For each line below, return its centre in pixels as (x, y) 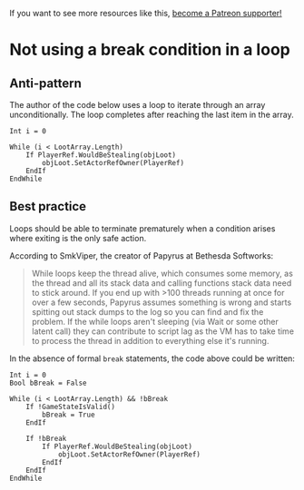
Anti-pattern (45, 83)
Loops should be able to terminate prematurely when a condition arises (142, 228)
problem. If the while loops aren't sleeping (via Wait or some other (155, 321)
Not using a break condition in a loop (150, 50)
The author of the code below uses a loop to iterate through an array (137, 105)
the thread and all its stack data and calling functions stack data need (162, 283)
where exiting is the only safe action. (78, 238)
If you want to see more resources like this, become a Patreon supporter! (146, 13)
